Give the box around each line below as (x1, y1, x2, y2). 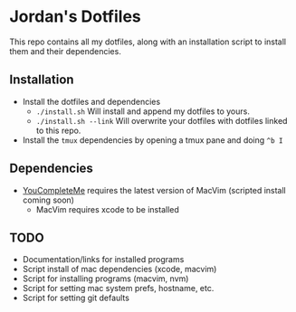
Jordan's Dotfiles (9, 6, 142, 27)
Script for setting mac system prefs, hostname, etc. (22, 283, 215, 294)
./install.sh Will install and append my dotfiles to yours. (35, 106, 251, 117)
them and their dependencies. (9, 45, 122, 56)
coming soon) (22, 194, 75, 205)
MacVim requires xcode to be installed (35, 203, 179, 214)
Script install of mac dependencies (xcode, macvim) (22, 264, 217, 275)
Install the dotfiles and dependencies (22, 96, 161, 107)
